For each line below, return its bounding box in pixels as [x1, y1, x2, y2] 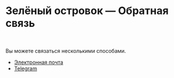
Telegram [14, 65, 38, 72]
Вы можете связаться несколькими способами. [5, 47, 126, 54]
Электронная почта [14, 59, 63, 66]
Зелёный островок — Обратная [5, 4, 169, 18]
